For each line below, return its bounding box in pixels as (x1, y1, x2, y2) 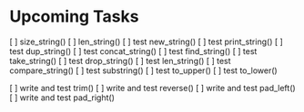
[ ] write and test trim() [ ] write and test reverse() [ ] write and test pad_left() (9, 82, 296, 93)
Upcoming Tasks (9, 6, 139, 27)
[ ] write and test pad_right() (9, 92, 116, 103)
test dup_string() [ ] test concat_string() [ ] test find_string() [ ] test (9, 45, 258, 56)
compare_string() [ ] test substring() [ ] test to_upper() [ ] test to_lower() (9, 65, 278, 76)
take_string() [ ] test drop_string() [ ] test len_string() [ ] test (9, 55, 231, 66)
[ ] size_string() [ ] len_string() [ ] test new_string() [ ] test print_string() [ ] (9, 36, 284, 47)
